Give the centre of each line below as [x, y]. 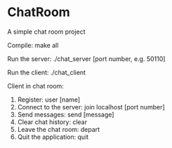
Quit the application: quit [53, 137]
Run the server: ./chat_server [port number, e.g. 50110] [86, 59]
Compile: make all [33, 45]
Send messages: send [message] [66, 114]
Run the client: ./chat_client [47, 72]
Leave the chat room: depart [59, 129]
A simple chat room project [46, 32]
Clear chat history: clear [52, 122]
